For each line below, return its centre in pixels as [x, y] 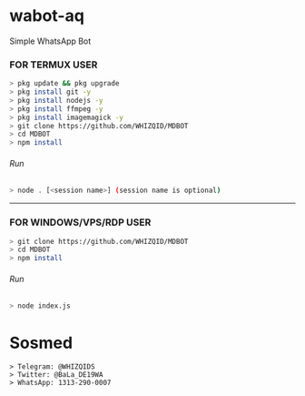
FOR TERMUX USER [54, 65]
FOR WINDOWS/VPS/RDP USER [80, 222]
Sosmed [41, 343]
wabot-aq [47, 16]
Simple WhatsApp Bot [50, 41]
